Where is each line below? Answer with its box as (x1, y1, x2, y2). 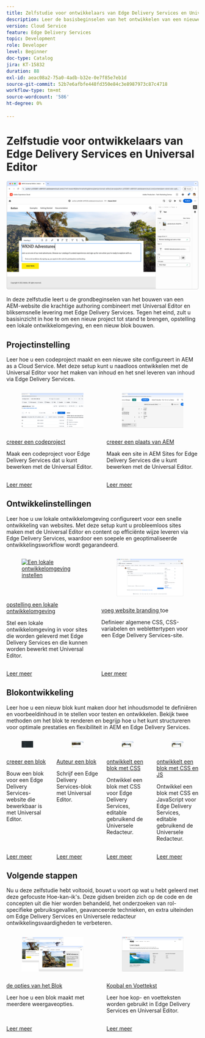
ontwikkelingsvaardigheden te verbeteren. (6, 919, 113, 926)
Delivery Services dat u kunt (6, 456, 77, 464)
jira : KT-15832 (6, 61, 45, 67)
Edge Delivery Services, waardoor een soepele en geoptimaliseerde (6, 534, 178, 542)
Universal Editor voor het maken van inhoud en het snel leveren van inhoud (6, 368, 195, 376)
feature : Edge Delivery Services (6, 29, 92, 36)
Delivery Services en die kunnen (6, 638, 88, 646)
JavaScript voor (156, 795, 196, 803)
